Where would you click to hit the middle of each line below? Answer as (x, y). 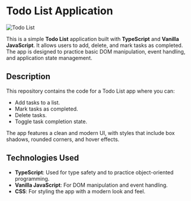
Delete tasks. (31, 115)
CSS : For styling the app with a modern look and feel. (80, 191)
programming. (32, 178)
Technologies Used (42, 158)
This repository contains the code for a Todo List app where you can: (90, 91)
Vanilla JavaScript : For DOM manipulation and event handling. (91, 185)
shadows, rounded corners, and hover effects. (63, 139)
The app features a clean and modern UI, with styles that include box (90, 133)
